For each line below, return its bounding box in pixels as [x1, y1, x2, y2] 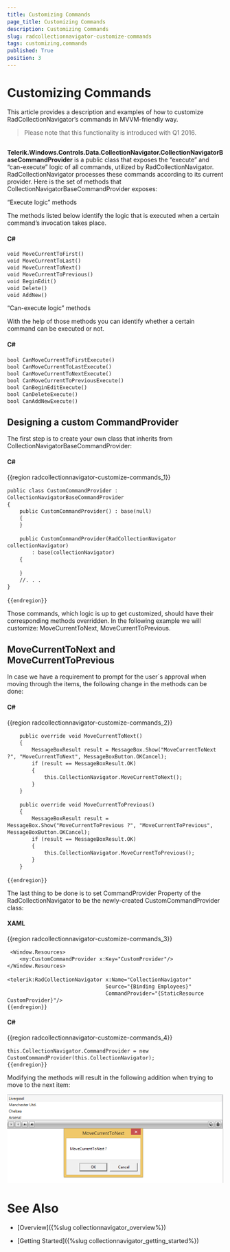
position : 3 [7, 55, 41, 62]
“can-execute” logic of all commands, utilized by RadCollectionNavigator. [7, 163, 214, 171]
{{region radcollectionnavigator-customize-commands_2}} [7, 718, 173, 727]
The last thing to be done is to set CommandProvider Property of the [7, 889, 201, 897]
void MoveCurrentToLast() [7, 258, 81, 265]
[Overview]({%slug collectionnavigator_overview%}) [16, 1223, 166, 1231]
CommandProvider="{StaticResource [105, 990, 205, 997]
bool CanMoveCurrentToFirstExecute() [7, 356, 115, 364]
